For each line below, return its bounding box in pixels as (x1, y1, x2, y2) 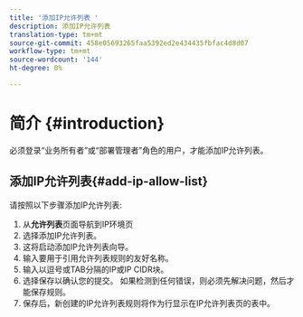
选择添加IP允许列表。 (22, 229, 102, 240)
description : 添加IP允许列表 (9, 22, 111, 31)
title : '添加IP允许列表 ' (9, 13, 99, 23)
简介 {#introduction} (9, 114, 166, 134)
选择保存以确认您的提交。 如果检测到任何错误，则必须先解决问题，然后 (22, 275, 287, 285)
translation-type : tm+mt (9, 30, 103, 39)
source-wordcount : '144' (9, 55, 103, 64)
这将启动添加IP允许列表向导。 (22, 241, 134, 252)
